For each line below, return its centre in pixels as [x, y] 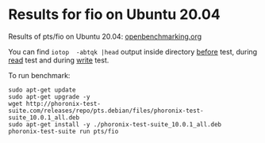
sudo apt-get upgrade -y [49, 96]
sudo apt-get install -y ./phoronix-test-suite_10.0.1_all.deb [115, 124]
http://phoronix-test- [63, 103]
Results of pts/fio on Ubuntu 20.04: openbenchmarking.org [105, 36]
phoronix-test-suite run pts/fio [63, 131]
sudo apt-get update [42, 90]
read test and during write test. [59, 60]
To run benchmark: [39, 75]
